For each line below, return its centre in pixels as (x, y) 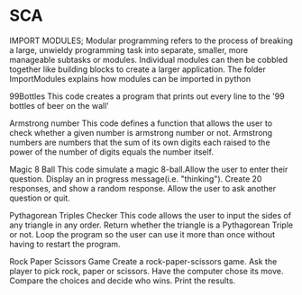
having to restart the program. (65, 244)
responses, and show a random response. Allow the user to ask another (143, 188)
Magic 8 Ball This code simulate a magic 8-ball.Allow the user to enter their (149, 169)
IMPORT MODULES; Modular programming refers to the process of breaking (151, 40)
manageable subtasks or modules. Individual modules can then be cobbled (149, 59)
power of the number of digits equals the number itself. (112, 152)
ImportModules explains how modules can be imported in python (130, 78)
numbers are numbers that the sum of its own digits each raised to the (140, 142)
